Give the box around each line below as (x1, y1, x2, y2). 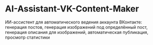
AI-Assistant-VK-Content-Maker (5, 3, 139, 14)
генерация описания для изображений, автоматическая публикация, (5, 29, 149, 35)
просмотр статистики (5, 34, 50, 40)
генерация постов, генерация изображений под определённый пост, (5, 24, 148, 30)
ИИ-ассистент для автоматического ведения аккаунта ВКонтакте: (5, 19, 142, 25)
